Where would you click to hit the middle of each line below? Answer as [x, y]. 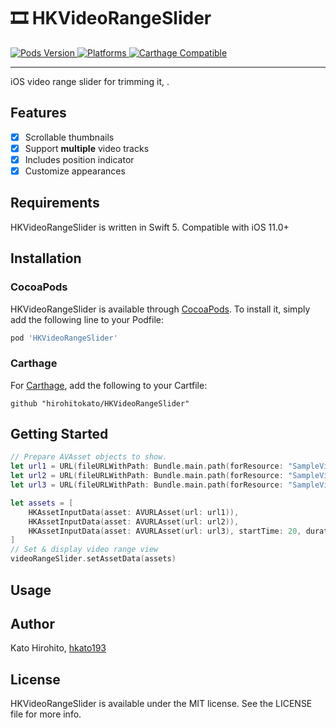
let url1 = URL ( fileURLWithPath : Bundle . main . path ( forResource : [147, 466]
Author [32, 623]
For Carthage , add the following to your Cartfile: [109, 385]
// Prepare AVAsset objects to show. [89, 457]
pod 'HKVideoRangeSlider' [64, 338]
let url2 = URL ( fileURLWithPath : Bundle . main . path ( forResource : [147, 476]
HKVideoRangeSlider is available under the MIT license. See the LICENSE [161, 704]
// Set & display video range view [84, 550]
